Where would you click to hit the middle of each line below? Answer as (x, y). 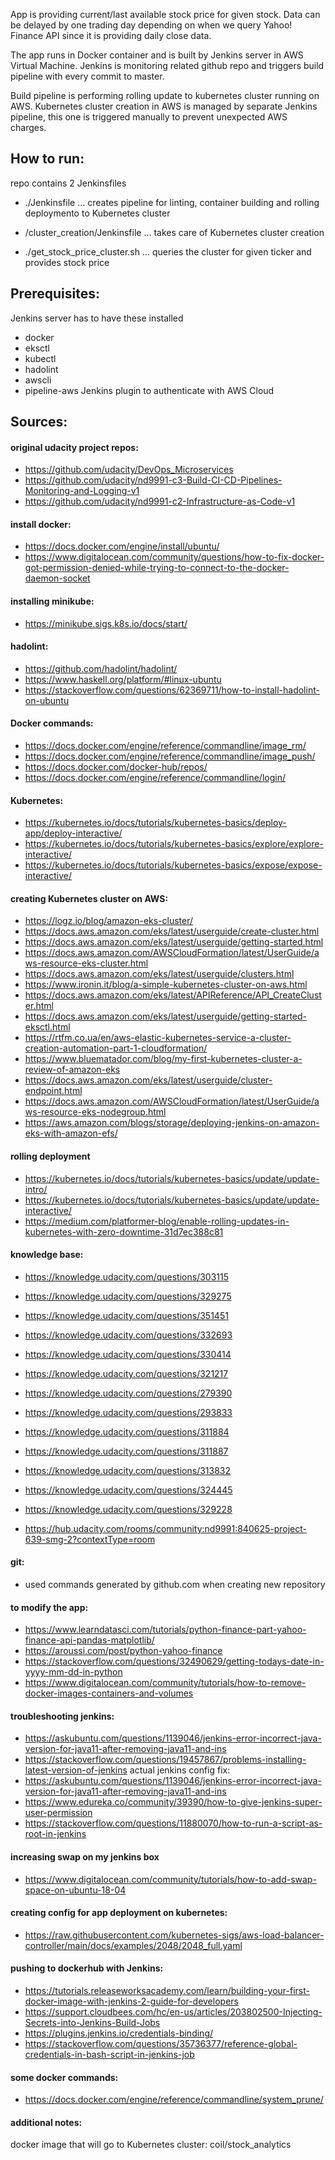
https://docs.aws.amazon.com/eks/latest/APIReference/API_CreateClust (173, 995)
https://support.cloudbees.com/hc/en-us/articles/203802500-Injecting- (173, 2012)
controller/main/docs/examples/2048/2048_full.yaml (133, 1945)
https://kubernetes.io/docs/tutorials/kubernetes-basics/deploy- (155, 823)
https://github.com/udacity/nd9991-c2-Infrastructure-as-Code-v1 (160, 501)
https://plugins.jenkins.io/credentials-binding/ (119, 2033)
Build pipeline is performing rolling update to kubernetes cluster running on (165, 95)
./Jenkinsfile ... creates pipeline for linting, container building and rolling (172, 202)
